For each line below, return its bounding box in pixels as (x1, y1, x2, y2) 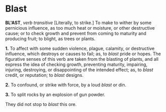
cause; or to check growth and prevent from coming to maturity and (5, 30, 146, 36)
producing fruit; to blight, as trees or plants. (5, 36, 96, 42)
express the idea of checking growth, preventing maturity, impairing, (5, 61, 148, 67)
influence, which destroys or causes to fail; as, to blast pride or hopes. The (5, 51, 161, 57)
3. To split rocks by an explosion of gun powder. (5, 91, 105, 97)
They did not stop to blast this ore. (5, 101, 77, 107)
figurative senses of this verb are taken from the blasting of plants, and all (5, 56, 159, 62)
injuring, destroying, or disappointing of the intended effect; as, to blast (5, 66, 153, 73)
